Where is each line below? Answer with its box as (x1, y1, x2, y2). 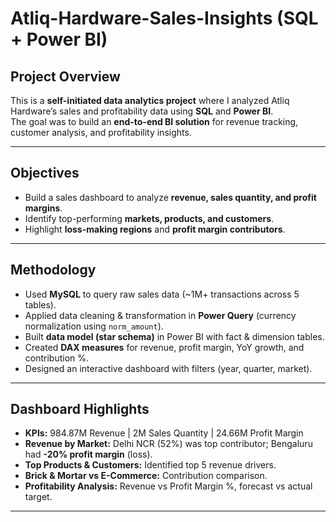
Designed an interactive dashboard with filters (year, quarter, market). (24, 362, 313, 374)
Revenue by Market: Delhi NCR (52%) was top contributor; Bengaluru (24, 438, 313, 450)
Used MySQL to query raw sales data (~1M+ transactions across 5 (24, 288, 300, 300)
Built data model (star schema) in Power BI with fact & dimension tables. (24, 330, 325, 342)
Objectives (10, 165, 80, 182)
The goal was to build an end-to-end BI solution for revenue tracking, (10, 116, 299, 127)
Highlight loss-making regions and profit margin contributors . (24, 223, 286, 235)
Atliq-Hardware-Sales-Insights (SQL (10, 7, 319, 30)
